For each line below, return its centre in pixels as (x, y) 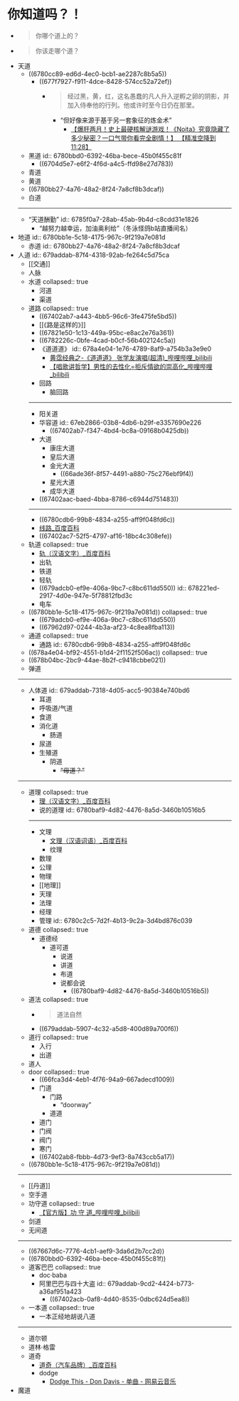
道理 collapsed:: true (58, 792)
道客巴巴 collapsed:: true (64, 1267)
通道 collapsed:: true (58, 635)
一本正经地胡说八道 (67, 1316)
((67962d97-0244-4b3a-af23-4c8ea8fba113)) (107, 627)
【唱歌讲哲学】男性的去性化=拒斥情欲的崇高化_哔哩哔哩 (131, 366)
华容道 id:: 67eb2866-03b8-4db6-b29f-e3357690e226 (120, 422)
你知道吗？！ (45, 15)
